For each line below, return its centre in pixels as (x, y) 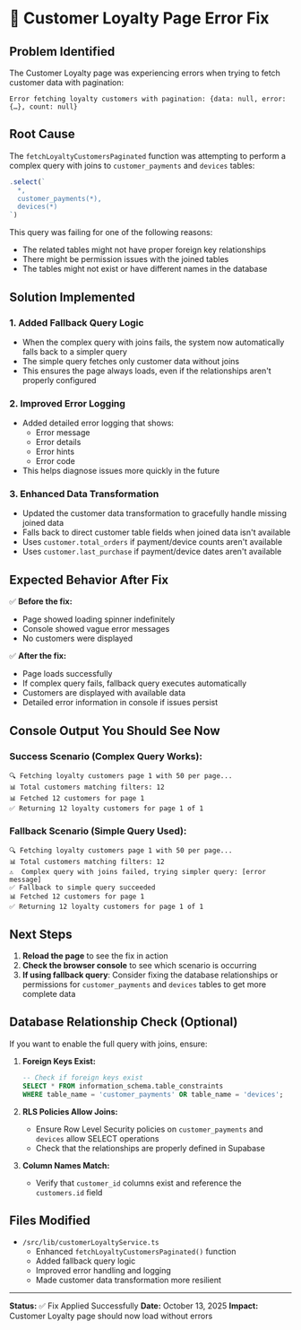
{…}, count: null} (43, 107)
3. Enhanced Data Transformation (84, 494)
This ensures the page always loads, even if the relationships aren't (146, 371)
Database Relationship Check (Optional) (124, 1022)
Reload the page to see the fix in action (95, 956)
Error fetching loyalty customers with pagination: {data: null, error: (148, 99)
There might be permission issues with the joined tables (125, 259)
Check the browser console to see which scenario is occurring (139, 966)
